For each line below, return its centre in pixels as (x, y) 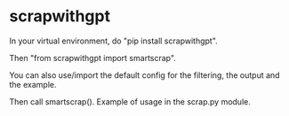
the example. (33, 84)
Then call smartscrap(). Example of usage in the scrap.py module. (130, 101)
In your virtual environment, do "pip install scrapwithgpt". (113, 41)
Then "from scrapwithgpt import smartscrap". (92, 58)
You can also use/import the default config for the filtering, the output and (144, 75)
